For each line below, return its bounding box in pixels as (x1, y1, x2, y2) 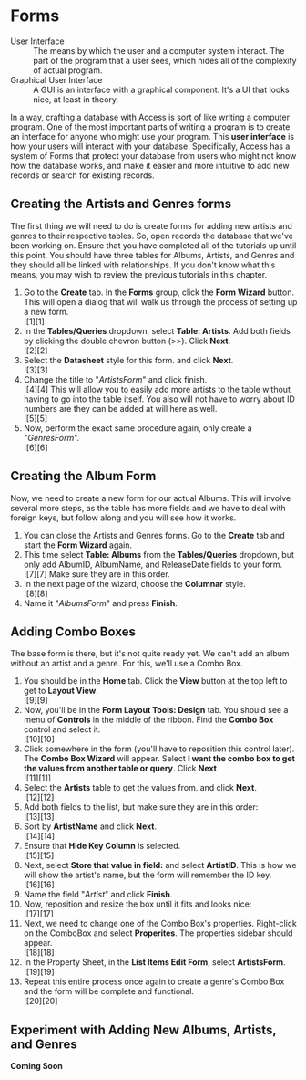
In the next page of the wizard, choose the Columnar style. (23, 578, 247, 589)
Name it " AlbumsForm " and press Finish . (23, 597, 178, 608)
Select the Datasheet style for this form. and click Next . (23, 354, 234, 365)
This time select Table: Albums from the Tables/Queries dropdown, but (23, 549, 295, 560)
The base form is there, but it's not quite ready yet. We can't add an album (10, 648, 290, 659)
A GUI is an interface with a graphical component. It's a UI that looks (33, 84, 290, 95)
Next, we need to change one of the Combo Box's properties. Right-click (23, 918, 297, 929)
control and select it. (23, 724, 101, 735)
